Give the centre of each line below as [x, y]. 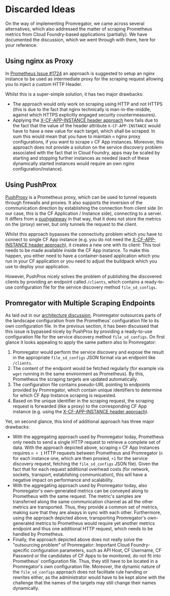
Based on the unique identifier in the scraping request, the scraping [83, 401]
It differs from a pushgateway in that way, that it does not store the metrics [83, 219]
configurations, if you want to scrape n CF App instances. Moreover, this [88, 141]
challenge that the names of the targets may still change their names [84, 583]
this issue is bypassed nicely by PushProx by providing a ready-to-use [79, 331]
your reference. [22, 45]
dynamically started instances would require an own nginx [73, 163]
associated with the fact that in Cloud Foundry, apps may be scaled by [86, 152]
